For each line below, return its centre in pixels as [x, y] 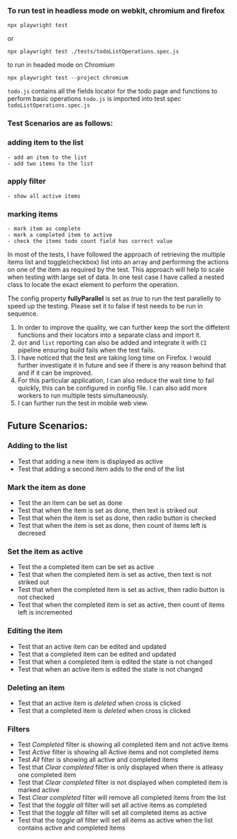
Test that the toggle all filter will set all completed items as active [112, 813]
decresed [32, 533]
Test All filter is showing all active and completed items [98, 760]
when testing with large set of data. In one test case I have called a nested [116, 277]
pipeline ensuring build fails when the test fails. [87, 350]
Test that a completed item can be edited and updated [97, 654]
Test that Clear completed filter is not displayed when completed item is [123, 783]
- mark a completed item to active [60, 235]
